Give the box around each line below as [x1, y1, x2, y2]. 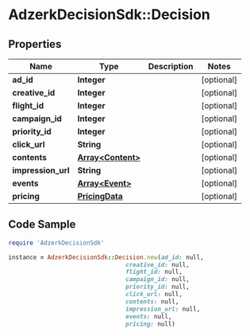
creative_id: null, [125, 260, 190, 268]
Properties [8, 37, 62, 51]
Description [148, 61, 194, 72]
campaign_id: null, [125, 275, 190, 283]
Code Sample [8, 217, 76, 232]
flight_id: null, [125, 268, 183, 276]
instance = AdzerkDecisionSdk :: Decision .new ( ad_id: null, [8, 253, 204, 261]
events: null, [125, 312, 172, 320]
